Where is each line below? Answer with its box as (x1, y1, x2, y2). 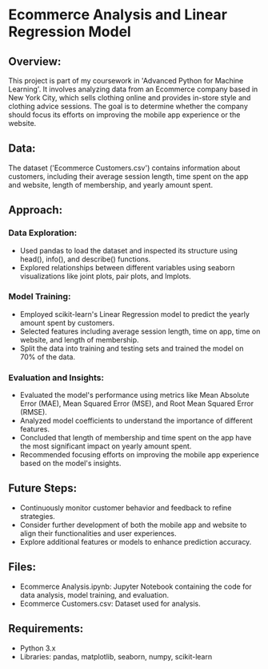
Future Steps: (8, 481, 78, 495)
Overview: (8, 55, 62, 68)
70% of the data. (19, 351, 76, 362)
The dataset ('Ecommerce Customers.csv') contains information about (8, 163, 241, 172)
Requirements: (8, 622, 84, 635)
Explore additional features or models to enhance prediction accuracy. (19, 537, 252, 546)
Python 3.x (19, 643, 56, 653)
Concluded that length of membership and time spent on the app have (19, 433, 252, 443)
